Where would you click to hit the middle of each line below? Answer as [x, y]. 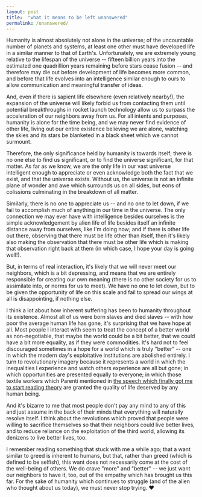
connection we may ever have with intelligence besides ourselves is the [95, 216]
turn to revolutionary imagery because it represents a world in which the [96, 362]
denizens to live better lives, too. [47, 438]
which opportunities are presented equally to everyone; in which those [94, 374]
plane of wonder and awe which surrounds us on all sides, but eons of [93, 185]
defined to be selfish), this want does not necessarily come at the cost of [97, 462]
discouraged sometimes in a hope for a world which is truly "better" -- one [99, 349]
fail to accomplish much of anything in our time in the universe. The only [96, 210]
